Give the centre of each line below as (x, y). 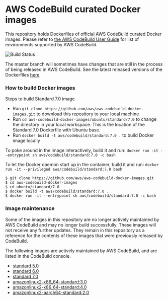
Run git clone (27, 109)
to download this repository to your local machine (88, 114)
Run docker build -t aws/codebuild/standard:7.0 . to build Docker (83, 135)
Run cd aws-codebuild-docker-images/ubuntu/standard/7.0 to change (85, 119)
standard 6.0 (26, 271)
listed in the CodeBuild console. (38, 256)
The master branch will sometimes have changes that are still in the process (84, 64)
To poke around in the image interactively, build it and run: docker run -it (82, 151)
